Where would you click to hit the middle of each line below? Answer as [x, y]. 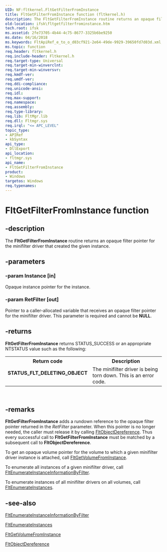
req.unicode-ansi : [24, 88]
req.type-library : [24, 112]
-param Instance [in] [31, 276]
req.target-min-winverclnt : [34, 65]
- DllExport [17, 149]
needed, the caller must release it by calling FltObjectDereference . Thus [79, 432]
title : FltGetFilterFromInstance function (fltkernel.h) [65, 14]
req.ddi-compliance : [27, 84]
